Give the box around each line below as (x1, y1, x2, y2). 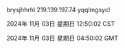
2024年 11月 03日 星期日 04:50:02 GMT (6, 34, 118, 42)
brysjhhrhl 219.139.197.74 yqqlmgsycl (6, 6, 111, 14)
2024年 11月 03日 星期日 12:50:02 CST (6, 20, 115, 28)
